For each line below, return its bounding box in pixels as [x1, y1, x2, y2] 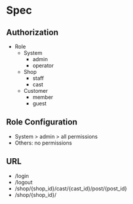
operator [32, 62, 54, 69]
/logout [14, 178, 33, 186]
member [32, 93, 53, 101]
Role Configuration [6, 117, 78, 127]
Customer [23, 87, 49, 94]
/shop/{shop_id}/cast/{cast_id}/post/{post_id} [14, 185, 128, 192]
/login [14, 172, 29, 179]
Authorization [6, 27, 59, 37]
